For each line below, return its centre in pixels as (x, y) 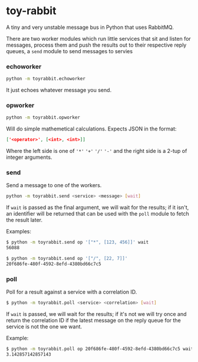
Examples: (19, 231)
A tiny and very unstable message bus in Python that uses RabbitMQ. (90, 27)
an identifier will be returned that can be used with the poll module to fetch (98, 214)
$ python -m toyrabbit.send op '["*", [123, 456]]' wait (77, 242)
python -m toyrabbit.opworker (43, 118)
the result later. (24, 220)
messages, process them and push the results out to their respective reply (96, 45)
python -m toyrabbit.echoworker (46, 79)
